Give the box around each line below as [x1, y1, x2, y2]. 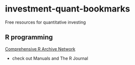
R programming [5, 33, 53, 41]
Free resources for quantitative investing [5, 19, 86, 25]
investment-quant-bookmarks [5, 3, 130, 14]
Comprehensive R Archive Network [5, 46, 76, 52]
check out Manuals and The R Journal [12, 55, 88, 61]
